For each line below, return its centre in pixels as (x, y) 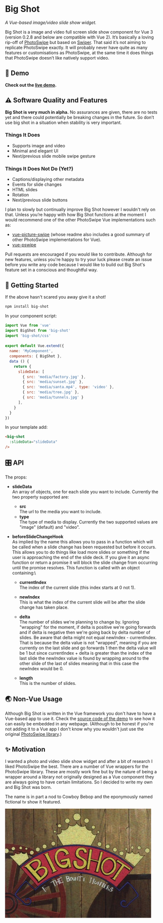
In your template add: (26, 427)
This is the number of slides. (48, 683)
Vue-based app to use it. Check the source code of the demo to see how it (80, 719)
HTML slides (25, 190)
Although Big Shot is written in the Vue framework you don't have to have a (81, 713)
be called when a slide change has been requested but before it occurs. (84, 547)
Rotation (20, 195)
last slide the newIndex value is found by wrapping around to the (84, 658)
